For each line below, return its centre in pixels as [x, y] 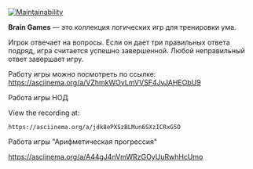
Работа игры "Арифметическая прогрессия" [82, 142]
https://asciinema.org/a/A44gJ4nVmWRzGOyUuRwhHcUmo [106, 157]
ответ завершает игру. [46, 59]
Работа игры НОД [38, 97]
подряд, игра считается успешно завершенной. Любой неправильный [126, 50]
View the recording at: [44, 113]
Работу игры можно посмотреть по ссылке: [82, 74]
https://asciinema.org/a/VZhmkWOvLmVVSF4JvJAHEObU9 [105, 83]
